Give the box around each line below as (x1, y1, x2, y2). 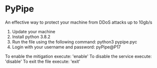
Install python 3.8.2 (12, 34, 51, 40)
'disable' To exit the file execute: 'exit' (5, 58, 80, 64)
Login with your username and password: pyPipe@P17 (12, 44, 121, 50)
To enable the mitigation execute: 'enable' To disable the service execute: (5, 53, 152, 59)
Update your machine (12, 28, 56, 34)
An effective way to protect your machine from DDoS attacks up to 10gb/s (5, 19, 153, 25)
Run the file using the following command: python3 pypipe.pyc (12, 39, 137, 44)
